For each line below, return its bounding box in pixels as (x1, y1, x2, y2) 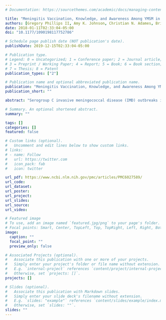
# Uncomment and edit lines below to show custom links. (5, 143, 129, 148)
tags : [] (5, 120, 23, 125)
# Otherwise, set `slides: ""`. (5, 303, 77, 308)
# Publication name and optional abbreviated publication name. (5, 80, 140, 85)
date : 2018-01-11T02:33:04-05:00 (5, 25, 74, 30)
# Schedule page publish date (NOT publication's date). (5, 39, 125, 44)
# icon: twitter (5, 166, 43, 171)
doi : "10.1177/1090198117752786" (5, 30, 74, 35)
